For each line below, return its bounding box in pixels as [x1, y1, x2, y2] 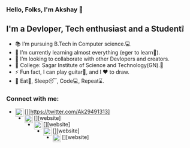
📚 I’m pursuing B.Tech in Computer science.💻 [14, 40, 131, 47]
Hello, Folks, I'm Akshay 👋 [6, 5, 83, 14]
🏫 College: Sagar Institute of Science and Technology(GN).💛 [14, 61, 164, 68]
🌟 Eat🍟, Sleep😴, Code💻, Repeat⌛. [14, 77, 104, 84]
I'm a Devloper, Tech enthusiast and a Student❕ [6, 24, 184, 34]
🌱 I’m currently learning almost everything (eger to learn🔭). [14, 49, 161, 56]
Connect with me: [6, 94, 59, 102]
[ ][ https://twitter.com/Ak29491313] [24, 108, 110, 116]
